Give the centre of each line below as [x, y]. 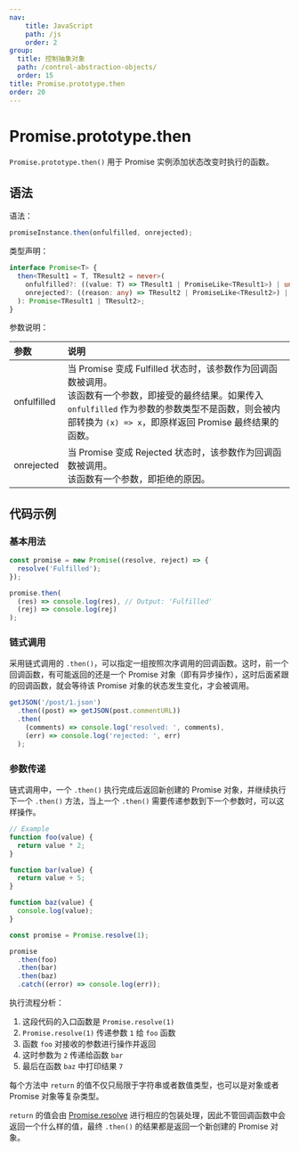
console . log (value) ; [55, 911]
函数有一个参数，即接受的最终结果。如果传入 [170, 396]
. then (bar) [37, 968]
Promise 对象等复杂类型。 [57, 1097]
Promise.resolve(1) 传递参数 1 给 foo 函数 [99, 1033]
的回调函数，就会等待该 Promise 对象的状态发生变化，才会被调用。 [132, 686]
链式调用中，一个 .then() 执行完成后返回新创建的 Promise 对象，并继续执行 [148, 790]
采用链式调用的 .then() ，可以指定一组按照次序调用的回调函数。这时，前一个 [149, 663]
